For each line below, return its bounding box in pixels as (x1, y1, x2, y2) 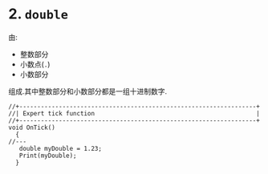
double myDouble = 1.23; (18, 144, 103, 152)
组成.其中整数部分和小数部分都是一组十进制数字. (8, 86, 168, 96)
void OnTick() (8, 123, 56, 132)
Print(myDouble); (18, 152, 78, 160)
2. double (8, 5, 68, 23)
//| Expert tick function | (8, 109, 261, 117)
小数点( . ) (19, 59, 51, 69)
